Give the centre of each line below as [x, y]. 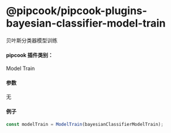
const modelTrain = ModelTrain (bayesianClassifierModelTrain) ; [85, 124]
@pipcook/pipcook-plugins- [77, 11]
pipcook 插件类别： [30, 55]
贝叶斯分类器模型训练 [32, 40]
